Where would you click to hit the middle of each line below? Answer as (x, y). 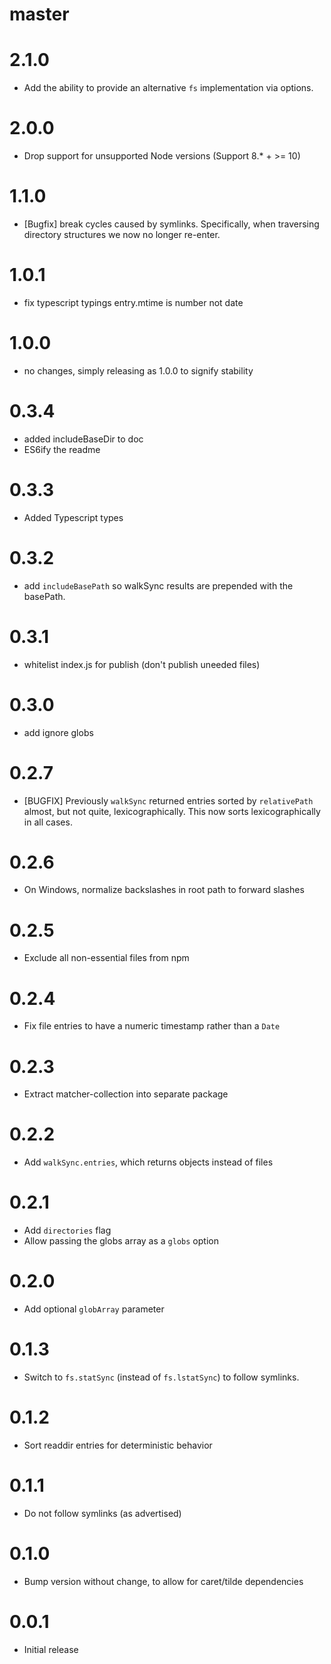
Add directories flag (67, 1230)
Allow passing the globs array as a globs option (121, 1241)
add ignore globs (58, 732)
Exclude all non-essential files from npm (106, 958)
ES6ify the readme (62, 449)
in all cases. (48, 822)
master (39, 14)
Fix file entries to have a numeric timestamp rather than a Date (152, 1026)
